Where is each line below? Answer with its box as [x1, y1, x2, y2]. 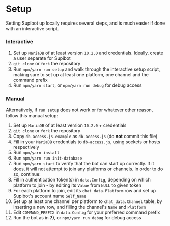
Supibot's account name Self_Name [13, 193, 87, 199]
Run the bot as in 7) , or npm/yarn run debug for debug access [13, 214, 141, 220]
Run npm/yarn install [13, 149, 60, 155]
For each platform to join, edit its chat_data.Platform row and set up [13, 187, 156, 193]
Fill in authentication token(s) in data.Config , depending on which [13, 176, 151, 183]
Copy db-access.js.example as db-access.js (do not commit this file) [13, 133, 158, 139]
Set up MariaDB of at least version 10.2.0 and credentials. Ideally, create [13, 50, 163, 56]
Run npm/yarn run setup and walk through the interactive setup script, [13, 66, 160, 72]
